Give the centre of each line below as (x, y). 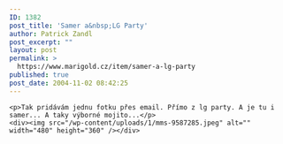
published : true (39, 75)
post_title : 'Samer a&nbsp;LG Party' (79, 26)
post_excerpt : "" (41, 42)
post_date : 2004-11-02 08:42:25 (69, 83)
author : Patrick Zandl (51, 34)
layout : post (33, 50)
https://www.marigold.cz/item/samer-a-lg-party (107, 67)
